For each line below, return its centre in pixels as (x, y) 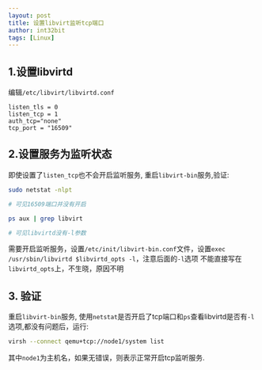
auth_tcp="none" (35, 121)
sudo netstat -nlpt (40, 190)
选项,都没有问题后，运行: (49, 326)
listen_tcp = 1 (33, 114)
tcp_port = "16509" (40, 128)
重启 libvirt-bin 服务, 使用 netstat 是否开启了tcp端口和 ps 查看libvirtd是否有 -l (131, 317)
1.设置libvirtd (41, 72)
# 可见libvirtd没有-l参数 (47, 233)
